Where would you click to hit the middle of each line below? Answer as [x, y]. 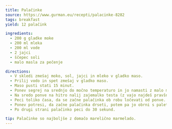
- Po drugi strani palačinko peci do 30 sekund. [63, 110]
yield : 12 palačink [26, 24]
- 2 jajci [20, 52]
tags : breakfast [23, 19]
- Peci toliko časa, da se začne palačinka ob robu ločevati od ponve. [88, 100]
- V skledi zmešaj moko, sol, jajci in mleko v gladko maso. [77, 76]
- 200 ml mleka [26, 43]
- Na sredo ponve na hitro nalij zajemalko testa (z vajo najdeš [81, 95]
